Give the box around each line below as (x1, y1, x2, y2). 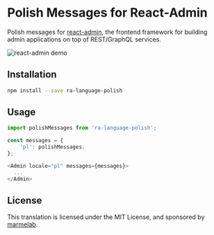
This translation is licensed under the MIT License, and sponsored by (7, 213, 205, 221)
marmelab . (7, 220, 38, 229)
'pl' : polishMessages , (19, 143, 85, 150)
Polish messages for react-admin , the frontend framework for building (7, 28, 208, 36)
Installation (7, 69, 57, 80)
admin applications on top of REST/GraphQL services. (7, 35, 162, 43)
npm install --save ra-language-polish (7, 87, 123, 94)
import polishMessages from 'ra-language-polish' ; (7, 125, 157, 132)
